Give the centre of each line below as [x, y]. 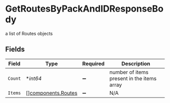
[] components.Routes [51, 93]
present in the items [133, 78]
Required [93, 64]
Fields [15, 49]
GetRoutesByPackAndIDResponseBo [84, 9]
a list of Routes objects [29, 33]
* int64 [34, 78]
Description [136, 64]
